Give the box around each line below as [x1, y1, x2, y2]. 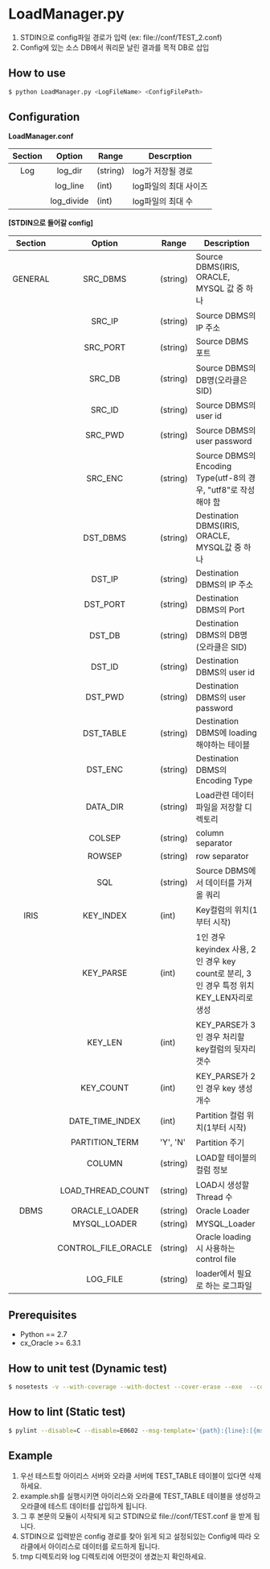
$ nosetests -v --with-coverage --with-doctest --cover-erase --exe [8, 1383, 243, 1391]
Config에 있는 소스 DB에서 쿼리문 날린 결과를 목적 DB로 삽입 [19, 42, 210, 52]
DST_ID [91, 662, 119, 673]
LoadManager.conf [8, 131, 74, 141]
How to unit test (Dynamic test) [8, 1361, 167, 1375]
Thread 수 [195, 1192, 233, 1203]
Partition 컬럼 [195, 1110, 245, 1121]
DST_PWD [85, 691, 125, 703]
